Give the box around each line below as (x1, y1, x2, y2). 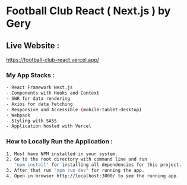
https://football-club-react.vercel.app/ (6, 57, 100, 63)
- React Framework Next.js (6, 84, 73, 90)
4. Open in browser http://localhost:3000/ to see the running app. (6, 173, 179, 179)
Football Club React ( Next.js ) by (6, 4, 171, 18)
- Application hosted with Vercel (6, 123, 92, 129)
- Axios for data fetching (6, 101, 73, 107)
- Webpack (6, 112, 31, 118)
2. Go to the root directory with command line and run (6, 156, 147, 162)
